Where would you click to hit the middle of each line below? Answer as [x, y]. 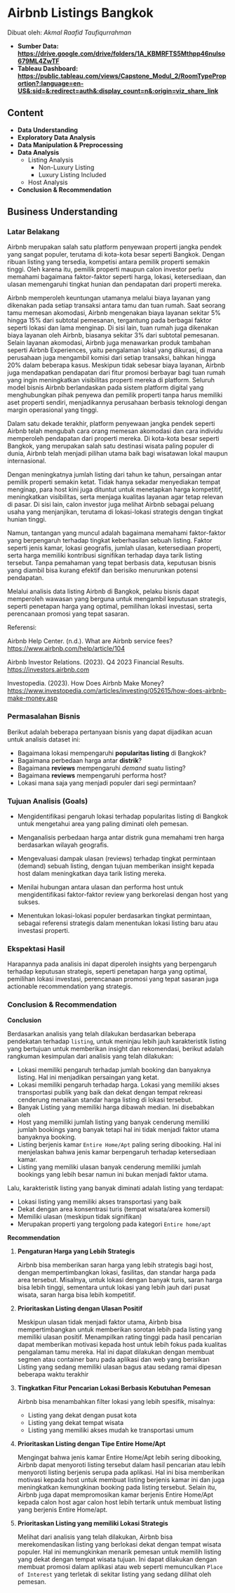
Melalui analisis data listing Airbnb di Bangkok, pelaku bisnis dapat [103, 591]
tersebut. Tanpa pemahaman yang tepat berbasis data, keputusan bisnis [112, 563]
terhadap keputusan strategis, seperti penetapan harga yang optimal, [107, 972]
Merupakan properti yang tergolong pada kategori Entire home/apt [114, 1224]
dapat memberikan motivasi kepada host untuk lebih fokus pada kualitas [122, 1344]
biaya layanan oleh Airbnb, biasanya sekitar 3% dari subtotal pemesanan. [113, 335]
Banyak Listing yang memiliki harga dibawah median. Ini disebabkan [116, 1107]
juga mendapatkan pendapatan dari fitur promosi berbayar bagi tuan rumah [116, 373]
